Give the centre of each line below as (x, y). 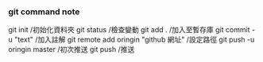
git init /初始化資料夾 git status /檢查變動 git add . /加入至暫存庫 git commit (129, 30)
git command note (44, 12)
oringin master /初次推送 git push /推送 (72, 49)
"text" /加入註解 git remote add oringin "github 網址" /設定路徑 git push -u (135, 40)
